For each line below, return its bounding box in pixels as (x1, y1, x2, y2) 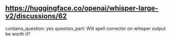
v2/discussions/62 (5, 12, 68, 21)
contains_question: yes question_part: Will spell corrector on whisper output (5, 25, 166, 31)
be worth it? (5, 30, 31, 37)
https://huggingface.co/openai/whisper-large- (5, 4, 159, 13)
